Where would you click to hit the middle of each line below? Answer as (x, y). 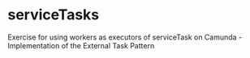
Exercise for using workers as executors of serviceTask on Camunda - (125, 37)
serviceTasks (54, 15)
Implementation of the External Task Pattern (81, 45)
